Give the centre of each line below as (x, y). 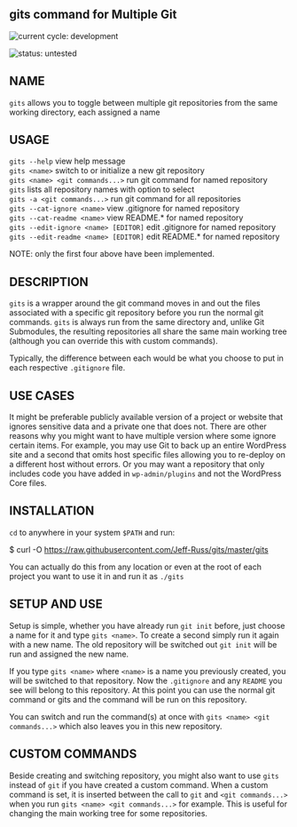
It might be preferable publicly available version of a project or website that (146, 417)
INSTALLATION (52, 511)
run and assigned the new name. (69, 654)
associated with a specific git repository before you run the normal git (137, 313)
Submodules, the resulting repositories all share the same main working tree (148, 331)
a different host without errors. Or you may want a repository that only (137, 465)
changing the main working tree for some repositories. (109, 813)
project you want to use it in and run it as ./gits (97, 576)
